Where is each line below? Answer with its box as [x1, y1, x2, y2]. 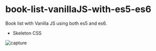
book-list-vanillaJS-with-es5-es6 [5, 4, 152, 15]
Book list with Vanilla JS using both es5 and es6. [5, 20, 107, 26]
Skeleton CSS [12, 30, 42, 36]
